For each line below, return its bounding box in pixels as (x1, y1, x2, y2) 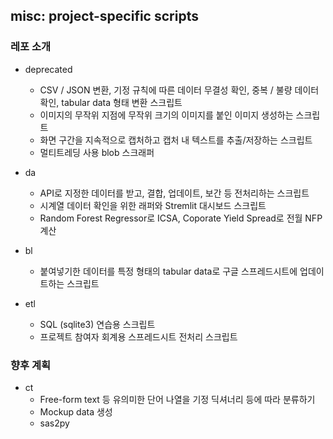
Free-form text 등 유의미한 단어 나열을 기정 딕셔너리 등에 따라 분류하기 (39, 393, 316, 405)
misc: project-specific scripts (10, 8, 199, 25)
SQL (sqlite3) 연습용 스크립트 (39, 318, 156, 330)
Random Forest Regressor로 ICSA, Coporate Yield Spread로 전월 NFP (39, 212, 323, 224)
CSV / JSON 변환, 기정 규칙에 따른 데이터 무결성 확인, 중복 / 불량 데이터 (39, 84, 320, 96)
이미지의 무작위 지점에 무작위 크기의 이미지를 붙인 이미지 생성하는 (39, 109, 294, 121)
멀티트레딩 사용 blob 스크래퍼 (39, 146, 155, 158)
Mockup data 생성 (39, 405, 113, 418)
